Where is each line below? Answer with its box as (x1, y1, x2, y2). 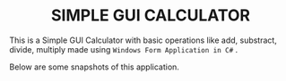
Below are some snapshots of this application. (9, 61, 179, 72)
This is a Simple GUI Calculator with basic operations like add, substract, (9, 35, 278, 45)
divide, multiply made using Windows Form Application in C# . (9, 44, 238, 54)
